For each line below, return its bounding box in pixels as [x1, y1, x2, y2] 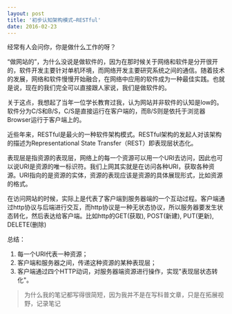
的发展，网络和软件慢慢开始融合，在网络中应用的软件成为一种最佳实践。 [7, 75, 213, 83]
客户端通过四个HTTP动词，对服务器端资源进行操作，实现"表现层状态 [17, 268, 212, 276]
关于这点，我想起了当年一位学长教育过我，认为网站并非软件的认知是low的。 [7, 98, 223, 107]
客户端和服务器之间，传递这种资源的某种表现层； [17, 259, 157, 267]
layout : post [7, 10, 45, 17]
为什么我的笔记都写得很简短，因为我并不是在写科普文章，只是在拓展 [23, 290, 218, 299]
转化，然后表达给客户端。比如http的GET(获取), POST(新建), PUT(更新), [12, 212, 214, 220]
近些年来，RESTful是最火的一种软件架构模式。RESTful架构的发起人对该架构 [7, 130, 222, 139]
